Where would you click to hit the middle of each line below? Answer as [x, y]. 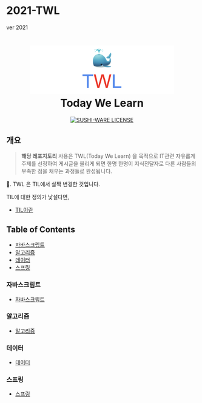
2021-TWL [33, 11]
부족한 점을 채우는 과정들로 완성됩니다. [66, 171]
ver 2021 [17, 27]
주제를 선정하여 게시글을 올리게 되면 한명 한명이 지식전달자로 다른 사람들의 [109, 164]
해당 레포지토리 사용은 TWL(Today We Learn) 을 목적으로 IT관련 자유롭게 [108, 156]
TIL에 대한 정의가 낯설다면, [38, 197]
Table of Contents [41, 229]
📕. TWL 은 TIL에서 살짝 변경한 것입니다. [53, 184]
